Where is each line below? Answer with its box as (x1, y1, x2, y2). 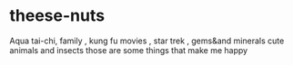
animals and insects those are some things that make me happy (9, 44, 248, 55)
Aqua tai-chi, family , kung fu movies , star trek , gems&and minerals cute (9, 35, 285, 46)
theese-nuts (9, 5, 106, 26)
